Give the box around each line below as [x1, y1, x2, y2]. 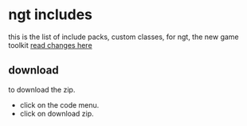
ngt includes [8, 6, 93, 24]
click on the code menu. [19, 100, 100, 109]
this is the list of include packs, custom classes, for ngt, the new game [8, 32, 239, 41]
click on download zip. [19, 108, 94, 118]
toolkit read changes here [8, 40, 93, 49]
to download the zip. [8, 85, 76, 94]
